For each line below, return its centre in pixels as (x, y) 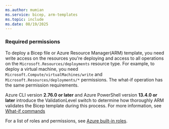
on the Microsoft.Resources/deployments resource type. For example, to (80, 63)
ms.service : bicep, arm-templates (42, 15)
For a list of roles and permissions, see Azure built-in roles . (66, 121)
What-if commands (25, 111)
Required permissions (33, 42)
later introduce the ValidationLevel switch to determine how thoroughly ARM (84, 100)
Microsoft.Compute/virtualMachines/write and (54, 74)
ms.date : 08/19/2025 (27, 24)
